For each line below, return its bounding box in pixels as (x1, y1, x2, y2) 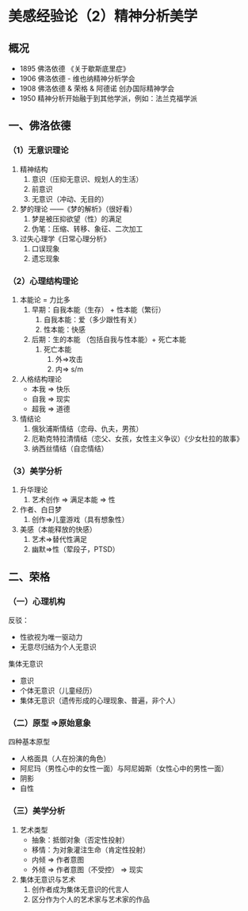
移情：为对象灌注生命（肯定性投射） (31, 844, 151, 854)
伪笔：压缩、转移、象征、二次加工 (31, 224, 143, 233)
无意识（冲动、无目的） (31, 194, 109, 203)
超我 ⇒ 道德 (31, 404, 71, 413)
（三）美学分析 (8, 805, 66, 817)
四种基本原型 (8, 737, 50, 747)
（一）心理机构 (8, 596, 66, 607)
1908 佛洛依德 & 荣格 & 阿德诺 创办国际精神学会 (19, 84, 175, 93)
